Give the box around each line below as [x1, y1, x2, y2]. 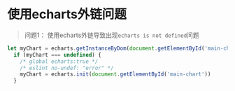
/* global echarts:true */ [20, 57, 99, 65]
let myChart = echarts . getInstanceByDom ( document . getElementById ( [7, 45, 205, 52]
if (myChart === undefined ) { [13, 51, 101, 58]
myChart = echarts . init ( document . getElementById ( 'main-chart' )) [20, 71, 211, 78]
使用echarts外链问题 [7, 6, 127, 22]
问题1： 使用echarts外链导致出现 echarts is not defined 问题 [24, 31, 199, 39]
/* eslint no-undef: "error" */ [20, 64, 114, 71]
